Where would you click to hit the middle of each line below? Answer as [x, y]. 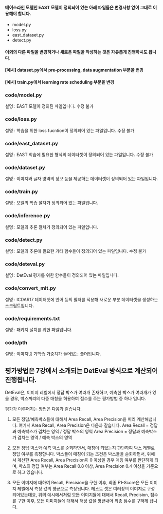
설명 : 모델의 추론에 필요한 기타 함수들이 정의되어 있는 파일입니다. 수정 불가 [76, 251]
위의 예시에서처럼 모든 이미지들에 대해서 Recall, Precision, [94, 495]
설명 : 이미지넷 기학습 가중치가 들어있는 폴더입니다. [53, 354]
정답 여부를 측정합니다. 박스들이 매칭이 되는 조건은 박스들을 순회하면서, [79, 454]
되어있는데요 [24, 495]
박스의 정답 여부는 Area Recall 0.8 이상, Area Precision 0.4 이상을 [82, 466]
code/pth [16, 343]
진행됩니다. [21, 380]
